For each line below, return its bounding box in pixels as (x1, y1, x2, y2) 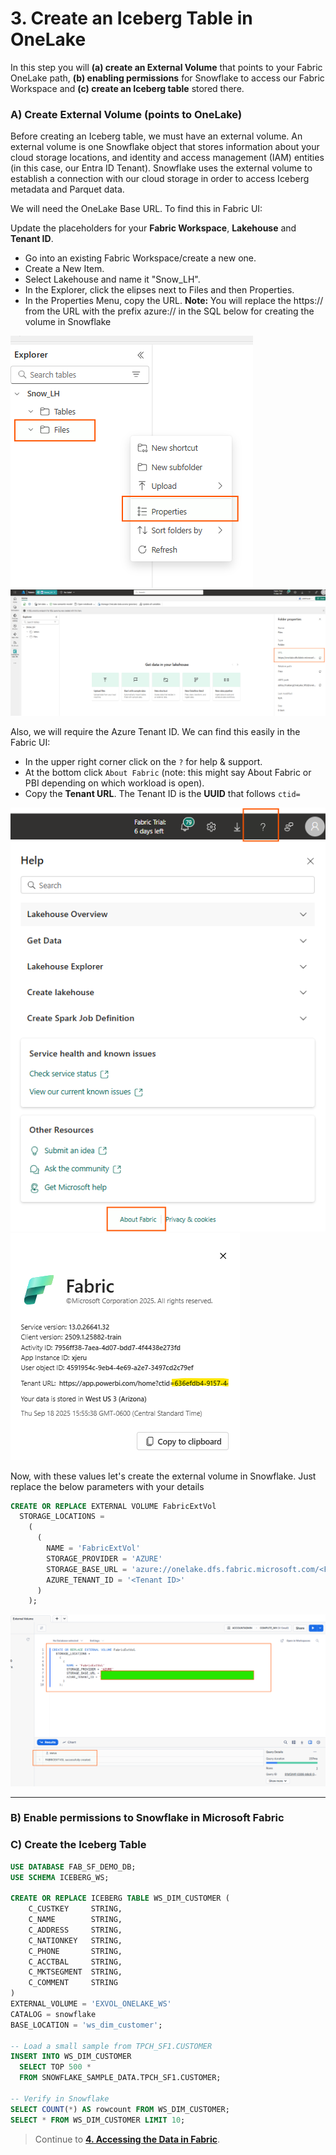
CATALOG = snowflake (10, 2009, 97, 2019)
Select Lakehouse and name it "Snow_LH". (24, 273, 201, 286)
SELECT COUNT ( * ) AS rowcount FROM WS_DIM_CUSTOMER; (10, 2104, 230, 2114)
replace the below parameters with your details (10, 1480, 205, 1492)
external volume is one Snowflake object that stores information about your (10, 141, 320, 153)
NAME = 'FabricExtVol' (46, 1543, 141, 1554)
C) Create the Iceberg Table (10, 1838, 147, 1852)
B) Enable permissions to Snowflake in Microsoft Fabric (10, 1811, 285, 1825)
